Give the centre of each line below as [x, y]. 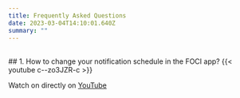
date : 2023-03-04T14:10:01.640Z [62, 23]
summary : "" [28, 30]
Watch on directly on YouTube [58, 85]
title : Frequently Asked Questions [67, 16]
